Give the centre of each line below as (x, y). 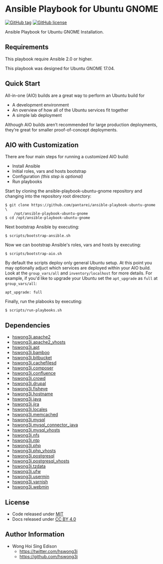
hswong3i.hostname (33, 394)
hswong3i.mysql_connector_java (45, 425)
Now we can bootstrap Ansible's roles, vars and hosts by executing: (73, 245)
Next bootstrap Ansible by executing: (42, 227)
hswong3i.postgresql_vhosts (41, 461)
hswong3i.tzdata (29, 466)
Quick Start (23, 84)
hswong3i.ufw (27, 472)
